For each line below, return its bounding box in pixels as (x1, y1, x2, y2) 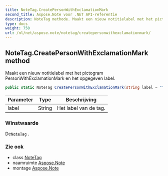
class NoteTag (12, 155, 42, 161)
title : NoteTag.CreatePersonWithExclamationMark (5, 7, 108, 12)
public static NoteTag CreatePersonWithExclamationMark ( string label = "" (5, 85, 164, 90)
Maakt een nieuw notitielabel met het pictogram (5, 70, 103, 76)
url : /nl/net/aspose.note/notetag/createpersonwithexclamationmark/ (5, 30, 151, 35)
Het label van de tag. (56, 104, 106, 111)
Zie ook (5, 143, 24, 150)
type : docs (5, 21, 28, 26)
